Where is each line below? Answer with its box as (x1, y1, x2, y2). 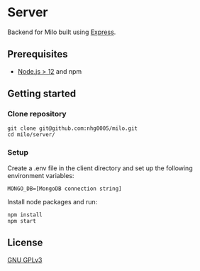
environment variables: (7, 171, 74, 179)
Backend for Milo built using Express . (7, 28, 116, 36)
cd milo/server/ (7, 131, 55, 138)
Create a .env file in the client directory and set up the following (7, 164, 193, 172)
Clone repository (7, 109, 67, 119)
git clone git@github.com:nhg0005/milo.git (7, 125, 138, 132)
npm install (7, 211, 43, 219)
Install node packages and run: (7, 197, 98, 206)
